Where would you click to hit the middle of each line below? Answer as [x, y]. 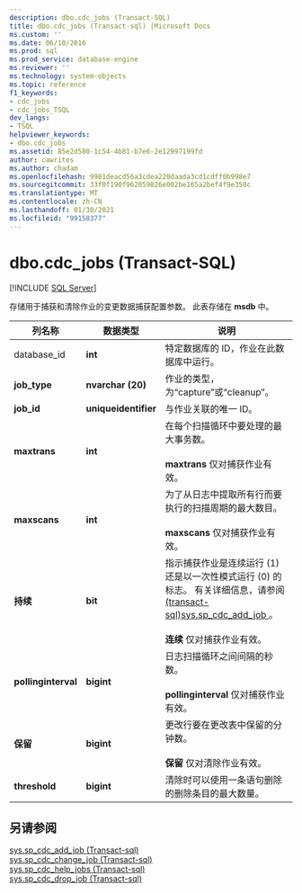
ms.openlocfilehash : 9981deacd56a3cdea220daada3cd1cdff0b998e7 [130, 176]
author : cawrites [42, 160]
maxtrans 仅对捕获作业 [214, 464]
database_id [40, 354]
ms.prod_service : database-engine [74, 59]
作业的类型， [192, 379]
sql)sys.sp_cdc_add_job [216, 614]
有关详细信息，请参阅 [240, 590]
